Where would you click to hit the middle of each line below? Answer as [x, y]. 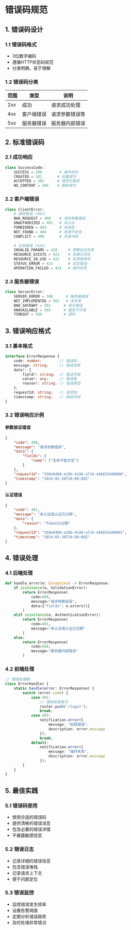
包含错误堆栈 [25, 867]
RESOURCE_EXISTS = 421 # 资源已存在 [52, 255]
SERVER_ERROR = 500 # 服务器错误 [51, 296]
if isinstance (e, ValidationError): [51, 588]
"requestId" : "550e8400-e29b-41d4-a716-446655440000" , [70, 474]
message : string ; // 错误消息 [47, 365]
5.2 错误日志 [19, 849]
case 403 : [41, 716]
